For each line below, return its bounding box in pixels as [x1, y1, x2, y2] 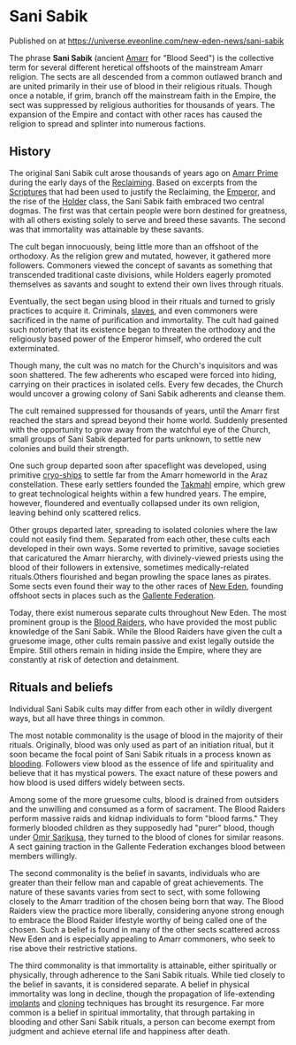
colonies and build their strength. [9, 442, 130, 453]
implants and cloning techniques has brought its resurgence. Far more [9, 997, 265, 1008]
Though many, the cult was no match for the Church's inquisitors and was [9, 360, 278, 371]
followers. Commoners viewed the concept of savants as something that [9, 259, 273, 271]
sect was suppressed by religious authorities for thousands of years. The [9, 99, 276, 110]
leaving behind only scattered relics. [9, 507, 141, 518]
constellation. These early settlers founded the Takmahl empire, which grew [9, 479, 285, 489]
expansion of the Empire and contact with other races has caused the [9, 109, 263, 119]
